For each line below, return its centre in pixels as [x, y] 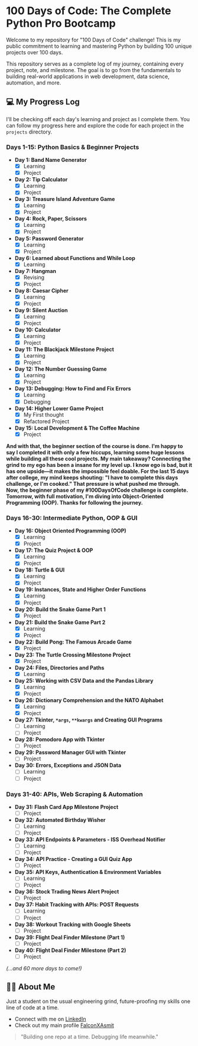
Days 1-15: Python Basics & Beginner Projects [73, 147]
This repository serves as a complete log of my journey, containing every [95, 64]
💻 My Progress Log [43, 102]
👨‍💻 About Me [31, 987]
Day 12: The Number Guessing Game [61, 369]
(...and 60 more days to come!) [44, 968]
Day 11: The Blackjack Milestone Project [64, 349]
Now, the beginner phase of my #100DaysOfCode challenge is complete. [97, 490]
